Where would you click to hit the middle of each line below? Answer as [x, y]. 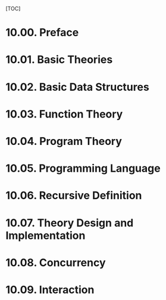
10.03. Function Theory [64, 114]
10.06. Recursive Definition [74, 196]
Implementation [46, 236]
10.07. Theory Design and [70, 223]
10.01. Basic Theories [59, 60]
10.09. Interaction [50, 290]
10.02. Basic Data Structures [77, 87]
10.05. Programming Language [83, 168]
